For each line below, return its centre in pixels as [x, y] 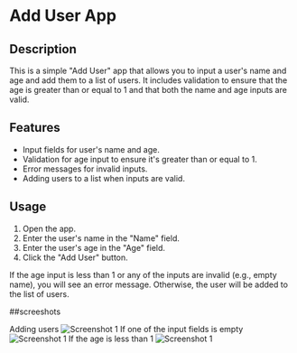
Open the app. [49, 228]
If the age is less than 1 [111, 339]
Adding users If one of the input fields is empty [126, 329]
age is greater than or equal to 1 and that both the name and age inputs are [148, 90]
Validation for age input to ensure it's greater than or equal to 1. [139, 159]
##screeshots [35, 311]
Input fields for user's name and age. [91, 149]
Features [35, 128]
